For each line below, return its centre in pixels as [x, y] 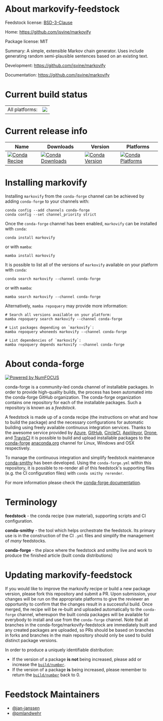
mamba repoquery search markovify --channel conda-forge [64, 319]
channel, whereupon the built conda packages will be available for [83, 614]
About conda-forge [45, 364]
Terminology [31, 502]
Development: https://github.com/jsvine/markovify [55, 65]
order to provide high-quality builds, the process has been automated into [79, 392]
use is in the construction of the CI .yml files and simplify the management [79, 535]
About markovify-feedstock [62, 9]
